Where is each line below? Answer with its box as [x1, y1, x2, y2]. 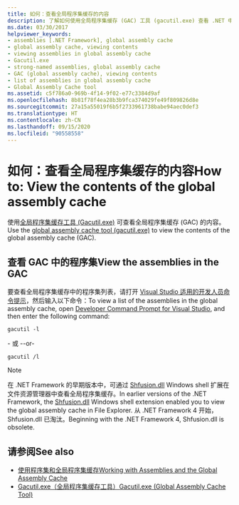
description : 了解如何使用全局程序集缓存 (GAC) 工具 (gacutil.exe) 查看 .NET [7, 17, 225, 24]
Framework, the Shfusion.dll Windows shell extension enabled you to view [7, 397, 225, 407]
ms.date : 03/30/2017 [7, 24, 69, 31]
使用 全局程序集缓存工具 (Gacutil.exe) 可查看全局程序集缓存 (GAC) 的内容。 [7, 218, 225, 227]
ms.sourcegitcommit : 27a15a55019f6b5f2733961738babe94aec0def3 [7, 103, 199, 111]
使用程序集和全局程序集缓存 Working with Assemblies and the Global [17, 465, 218, 474]
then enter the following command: [7, 312, 110, 321]
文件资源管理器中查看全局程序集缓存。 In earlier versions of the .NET [7, 389, 208, 398]
